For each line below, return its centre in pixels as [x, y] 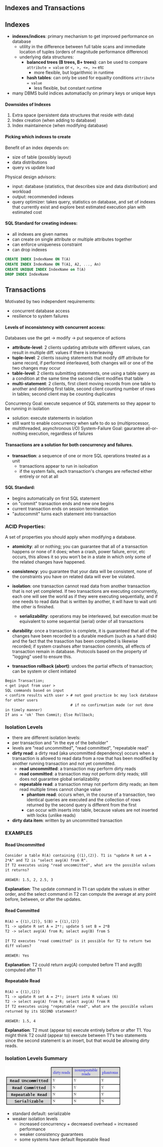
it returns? [17, 870]
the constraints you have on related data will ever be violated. [74, 577]
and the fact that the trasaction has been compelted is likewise [75, 641]
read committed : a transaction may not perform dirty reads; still [83, 774]
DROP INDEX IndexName [27, 275]
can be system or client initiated [44, 671]
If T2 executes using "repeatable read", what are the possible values [79, 1006]
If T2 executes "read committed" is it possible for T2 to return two [78, 941]
